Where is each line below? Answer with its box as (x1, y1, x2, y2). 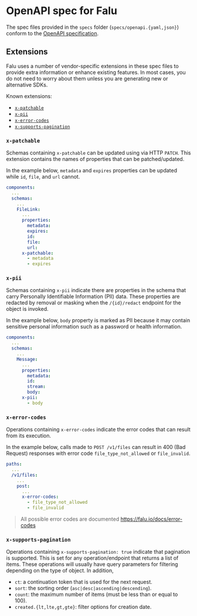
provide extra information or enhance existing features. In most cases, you (6, 69, 186, 76)
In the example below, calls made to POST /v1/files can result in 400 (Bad (6, 444, 186, 451)
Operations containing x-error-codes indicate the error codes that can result (6, 426, 191, 433)
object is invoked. (6, 306, 49, 313)
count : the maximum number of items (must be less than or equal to (14, 591, 178, 598)
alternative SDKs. (6, 81, 48, 88)
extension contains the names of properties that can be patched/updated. (6, 156, 185, 163)
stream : (27, 384, 46, 390)
